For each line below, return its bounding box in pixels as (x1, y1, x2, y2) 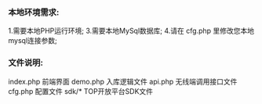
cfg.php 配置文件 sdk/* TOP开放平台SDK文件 (8, 86, 154, 95)
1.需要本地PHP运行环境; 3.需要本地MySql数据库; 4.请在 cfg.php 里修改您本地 (8, 26, 255, 36)
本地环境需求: (8, 6, 60, 17)
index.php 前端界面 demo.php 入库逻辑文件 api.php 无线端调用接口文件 (8, 77, 238, 86)
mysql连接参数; (8, 36, 57, 45)
